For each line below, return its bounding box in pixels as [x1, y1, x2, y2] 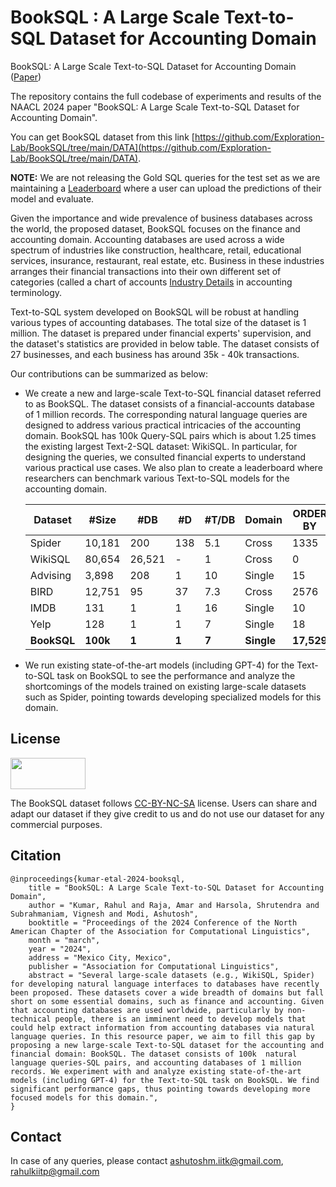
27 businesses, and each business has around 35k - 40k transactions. [10, 348, 300, 360]
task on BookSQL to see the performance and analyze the [56, 669, 296, 681]
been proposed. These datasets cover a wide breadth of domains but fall [10, 987, 325, 998]
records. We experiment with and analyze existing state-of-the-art [10, 1066, 302, 1076]
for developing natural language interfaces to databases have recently [10, 979, 320, 989]
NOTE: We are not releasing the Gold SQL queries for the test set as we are [10, 171, 321, 183]
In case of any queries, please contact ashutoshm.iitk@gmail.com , [10, 1155, 284, 1167]
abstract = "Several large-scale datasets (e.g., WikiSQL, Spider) [28, 970, 315, 980]
